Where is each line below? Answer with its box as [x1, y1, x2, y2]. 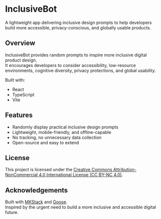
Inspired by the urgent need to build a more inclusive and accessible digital [5, 204, 157, 210]
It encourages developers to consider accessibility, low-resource [5, 62, 136, 68]
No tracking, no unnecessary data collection [12, 134, 102, 140]
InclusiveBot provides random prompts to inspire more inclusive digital [5, 52, 147, 58]
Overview [5, 39, 36, 47]
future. [5, 209, 19, 216]
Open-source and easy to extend [12, 139, 79, 145]
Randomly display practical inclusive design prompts [12, 124, 118, 130]
